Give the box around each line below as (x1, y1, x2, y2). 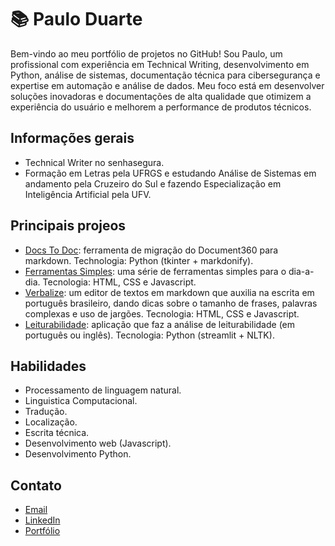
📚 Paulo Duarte (10, 8, 143, 31)
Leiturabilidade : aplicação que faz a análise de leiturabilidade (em (24, 318, 296, 330)
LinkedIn (24, 514, 61, 526)
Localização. (24, 416, 78, 428)
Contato (10, 477, 62, 494)
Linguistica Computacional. (24, 395, 138, 407)
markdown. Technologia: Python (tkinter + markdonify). (24, 254, 254, 266)
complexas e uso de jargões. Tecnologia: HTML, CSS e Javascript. (24, 307, 300, 320)
